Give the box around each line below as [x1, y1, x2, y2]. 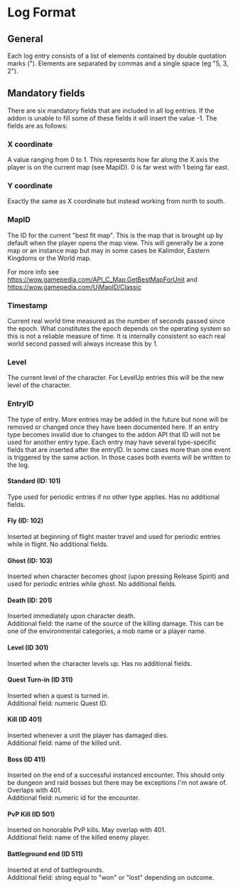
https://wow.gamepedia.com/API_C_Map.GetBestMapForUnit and [7, 275, 198, 284]
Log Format [7, 4, 76, 21]
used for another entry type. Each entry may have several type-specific [7, 438, 217, 446]
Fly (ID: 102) [7, 516, 44, 525]
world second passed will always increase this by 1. [7, 339, 158, 348]
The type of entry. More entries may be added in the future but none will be [7, 415, 229, 423]
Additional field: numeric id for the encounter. [7, 793, 141, 802]
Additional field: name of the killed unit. [7, 739, 122, 747]
